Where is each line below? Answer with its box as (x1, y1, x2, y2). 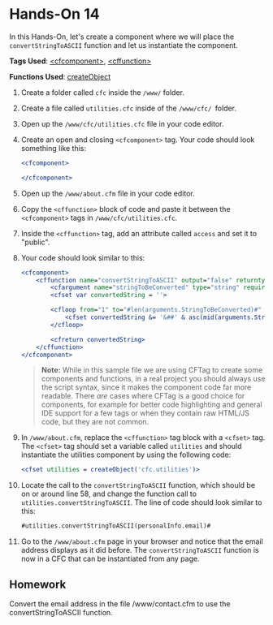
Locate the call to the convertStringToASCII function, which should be (20, 481, 255, 490)
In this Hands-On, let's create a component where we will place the (9, 32, 235, 41)
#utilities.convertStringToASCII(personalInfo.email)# (20, 522, 211, 530)
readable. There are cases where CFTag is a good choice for (41, 391, 245, 401)
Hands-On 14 (9, 5, 100, 24)
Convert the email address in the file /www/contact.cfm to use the (9, 599, 231, 609)
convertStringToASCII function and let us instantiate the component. (9, 40, 238, 50)
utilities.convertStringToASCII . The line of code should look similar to (20, 498, 262, 507)
